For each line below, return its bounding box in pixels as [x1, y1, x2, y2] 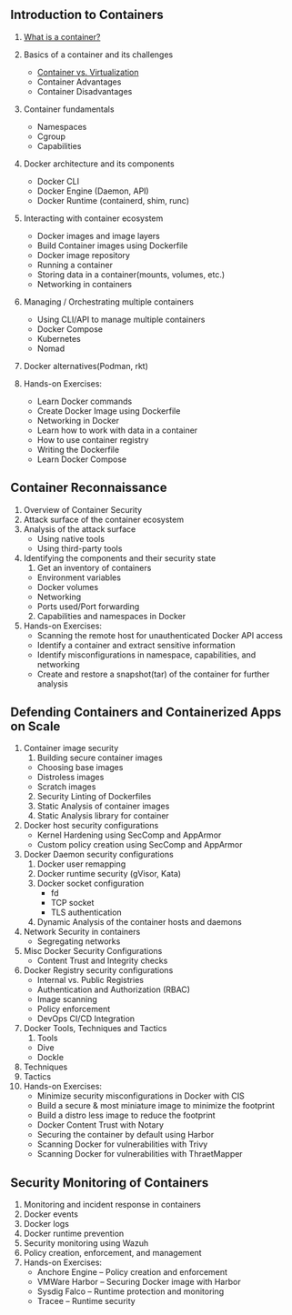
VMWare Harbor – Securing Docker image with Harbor [36, 1277, 241, 1288]
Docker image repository [36, 249, 131, 260]
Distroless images [36, 772, 105, 783]
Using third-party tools [36, 543, 123, 554]
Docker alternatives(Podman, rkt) [23, 360, 148, 371]
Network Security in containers [23, 927, 141, 938]
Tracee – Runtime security [36, 1296, 136, 1307]
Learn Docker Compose [36, 454, 127, 465]
